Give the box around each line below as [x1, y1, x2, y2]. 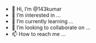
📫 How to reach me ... [11, 31, 66, 37]
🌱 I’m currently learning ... [11, 18, 74, 24]
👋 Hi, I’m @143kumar [11, 6, 62, 12]
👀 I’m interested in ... [11, 12, 61, 19]
